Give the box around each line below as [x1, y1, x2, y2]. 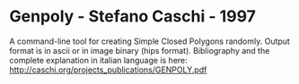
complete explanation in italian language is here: [9, 55, 189, 65]
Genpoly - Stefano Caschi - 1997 [9, 6, 256, 27]
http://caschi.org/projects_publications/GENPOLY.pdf [9, 64, 207, 75]
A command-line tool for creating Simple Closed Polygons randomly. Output [9, 36, 290, 46]
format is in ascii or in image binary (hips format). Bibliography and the [9, 45, 270, 55]
